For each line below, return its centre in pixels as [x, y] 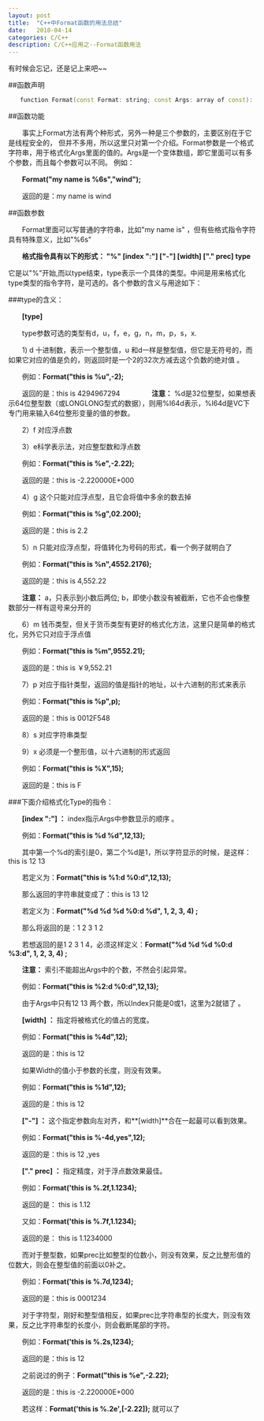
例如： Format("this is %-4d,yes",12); [84, 1137]
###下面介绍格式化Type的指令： [61, 802]
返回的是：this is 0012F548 [66, 718]
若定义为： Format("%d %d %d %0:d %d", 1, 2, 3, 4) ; [110, 911]
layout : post [30, 15]
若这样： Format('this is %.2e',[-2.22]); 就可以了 [100, 1409]
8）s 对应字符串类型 [54, 735]
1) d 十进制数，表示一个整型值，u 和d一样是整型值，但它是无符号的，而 [138, 350]
